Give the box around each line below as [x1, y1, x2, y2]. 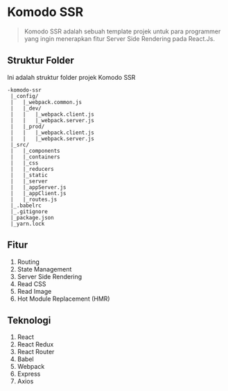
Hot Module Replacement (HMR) [17, 294, 110, 303]
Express [17, 369, 41, 378]
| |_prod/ [10, 123, 45, 130]
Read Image [17, 287, 52, 295]
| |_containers [10, 153, 60, 160]
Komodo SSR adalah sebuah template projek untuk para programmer [24, 27, 221, 35]
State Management [17, 265, 72, 273]
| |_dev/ [10, 105, 42, 112]
